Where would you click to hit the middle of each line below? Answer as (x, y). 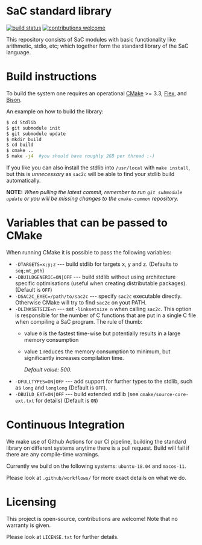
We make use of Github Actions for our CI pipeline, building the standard (96, 441)
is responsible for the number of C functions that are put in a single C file (106, 315)
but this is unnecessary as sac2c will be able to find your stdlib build (90, 174)
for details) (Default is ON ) (67, 400)
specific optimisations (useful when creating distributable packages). (101, 283)
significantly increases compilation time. (74, 358)
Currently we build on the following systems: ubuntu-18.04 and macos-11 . (96, 466)
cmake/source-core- (164, 394)
